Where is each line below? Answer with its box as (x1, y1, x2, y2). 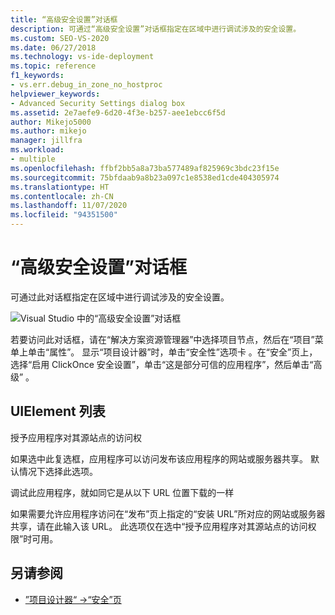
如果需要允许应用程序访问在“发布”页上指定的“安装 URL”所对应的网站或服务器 (10, 507, 326, 520)
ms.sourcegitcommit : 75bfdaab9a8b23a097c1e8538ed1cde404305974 (10, 172, 280, 183)
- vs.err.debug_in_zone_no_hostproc (10, 80, 163, 90)
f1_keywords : (10, 71, 65, 81)
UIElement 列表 (10, 403, 106, 420)
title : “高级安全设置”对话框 (10, 14, 118, 25)
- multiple (10, 154, 56, 164)
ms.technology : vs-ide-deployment (10, 52, 155, 62)
